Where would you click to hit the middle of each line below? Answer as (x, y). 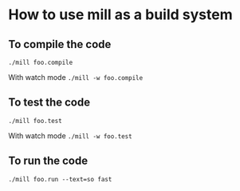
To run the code (48, 161)
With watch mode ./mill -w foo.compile (76, 77)
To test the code (49, 103)
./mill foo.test (35, 121)
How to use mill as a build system (120, 15)
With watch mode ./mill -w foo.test (71, 135)
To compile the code (60, 44)
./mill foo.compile (41, 62)
